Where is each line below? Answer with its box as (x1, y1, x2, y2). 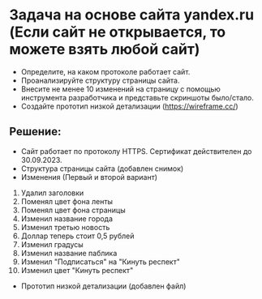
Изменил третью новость (20, 222, 110, 232)
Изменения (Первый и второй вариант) (20, 172, 157, 182)
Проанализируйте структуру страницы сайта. (20, 75, 180, 85)
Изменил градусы (20, 239, 84, 249)
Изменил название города (20, 213, 113, 224)
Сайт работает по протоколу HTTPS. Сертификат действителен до (20, 146, 252, 156)
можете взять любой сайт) (9, 41, 200, 58)
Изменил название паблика (20, 248, 118, 258)
